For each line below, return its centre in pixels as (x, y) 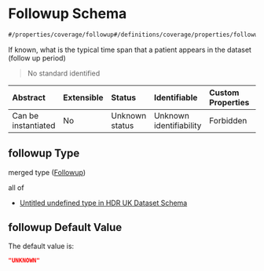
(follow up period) (37, 58)
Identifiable (176, 97)
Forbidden (228, 120)
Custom (224, 93)
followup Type (44, 154)
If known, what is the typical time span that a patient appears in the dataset (130, 49)
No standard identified (64, 73)
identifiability (178, 125)
